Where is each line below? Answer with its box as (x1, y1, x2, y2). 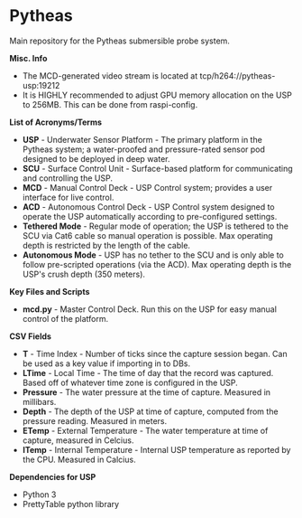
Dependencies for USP (9, 471, 96, 482)
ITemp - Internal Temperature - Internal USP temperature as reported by (22, 444, 291, 455)
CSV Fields (9, 331, 52, 342)
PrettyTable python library (22, 498, 120, 509)
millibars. (22, 396, 57, 407)
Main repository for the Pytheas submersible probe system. (9, 35, 230, 46)
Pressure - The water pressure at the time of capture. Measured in (22, 386, 271, 398)
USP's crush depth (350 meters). (22, 268, 146, 279)
